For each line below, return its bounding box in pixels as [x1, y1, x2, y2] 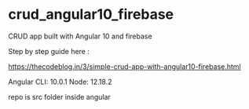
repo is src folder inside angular [8, 92, 112, 101]
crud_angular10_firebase [8, 5, 174, 24]
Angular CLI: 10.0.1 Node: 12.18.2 [8, 77, 112, 86]
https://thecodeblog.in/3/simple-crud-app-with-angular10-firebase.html [8, 61, 241, 71]
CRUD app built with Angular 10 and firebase [8, 31, 152, 41]
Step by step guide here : [8, 46, 90, 56]
